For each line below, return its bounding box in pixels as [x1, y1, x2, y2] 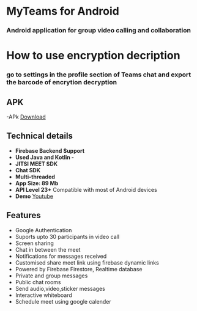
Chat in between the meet [15, 246, 81, 253]
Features [6, 210, 41, 221]
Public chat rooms [15, 278, 61, 285]
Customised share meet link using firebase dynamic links [15, 258, 159, 266]
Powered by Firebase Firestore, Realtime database [15, 265, 143, 273]
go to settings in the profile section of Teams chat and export [6, 70, 191, 79]
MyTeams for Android [6, 4, 119, 18]
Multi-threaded [15, 173, 55, 180]
